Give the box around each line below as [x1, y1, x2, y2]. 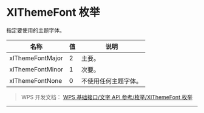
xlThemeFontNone [9, 76, 63, 85]
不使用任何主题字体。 [81, 77, 143, 85]
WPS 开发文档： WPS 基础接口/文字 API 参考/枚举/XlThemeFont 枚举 [21, 93, 193, 100]
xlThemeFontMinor [9, 65, 64, 73]
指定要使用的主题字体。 [6, 27, 65, 34]
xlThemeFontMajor [9, 54, 64, 62]
